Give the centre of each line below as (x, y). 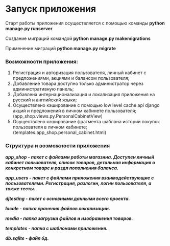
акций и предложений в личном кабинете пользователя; (75, 111)
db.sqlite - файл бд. (27, 238)
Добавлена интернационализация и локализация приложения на (84, 95)
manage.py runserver (29, 28)
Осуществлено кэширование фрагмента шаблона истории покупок (86, 122)
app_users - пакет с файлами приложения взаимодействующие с (80, 177)
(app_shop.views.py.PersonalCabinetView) (58, 116)
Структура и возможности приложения (58, 146)
